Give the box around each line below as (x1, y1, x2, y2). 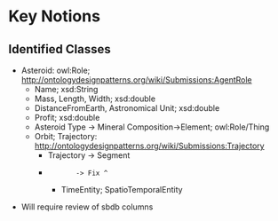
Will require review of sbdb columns (20, 201, 154, 212)
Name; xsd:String (34, 84, 99, 94)
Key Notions (8, 6, 101, 27)
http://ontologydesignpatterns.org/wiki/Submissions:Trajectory (34, 140, 265, 151)
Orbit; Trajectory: (34, 131, 98, 141)
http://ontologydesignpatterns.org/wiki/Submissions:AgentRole (20, 75, 252, 85)
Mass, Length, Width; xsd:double (34, 93, 156, 104)
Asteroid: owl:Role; (20, 65, 91, 75)
